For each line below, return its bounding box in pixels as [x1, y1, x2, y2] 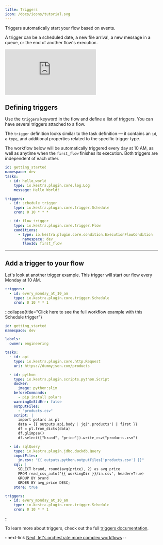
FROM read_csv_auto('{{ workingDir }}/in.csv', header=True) [17, 471, 145, 476]
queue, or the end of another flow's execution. [5, 39, 98, 45]
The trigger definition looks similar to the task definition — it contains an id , [5, 131, 158, 136]
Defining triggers [5, 103, 58, 112]
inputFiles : [14, 453, 38, 458]
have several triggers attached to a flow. [5, 121, 86, 127]
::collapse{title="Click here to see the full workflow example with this [5, 309, 143, 314]
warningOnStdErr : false [14, 399, 62, 404]
